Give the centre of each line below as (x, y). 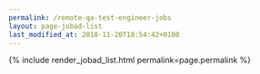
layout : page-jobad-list (55, 26)
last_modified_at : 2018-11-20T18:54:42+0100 (94, 34)
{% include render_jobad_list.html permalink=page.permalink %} (130, 60)
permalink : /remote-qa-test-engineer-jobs (90, 18)
